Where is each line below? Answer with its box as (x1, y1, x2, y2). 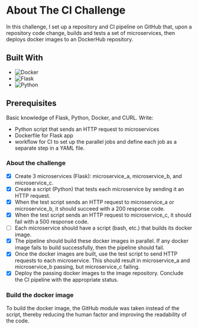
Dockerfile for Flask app (14, 131, 74, 139)
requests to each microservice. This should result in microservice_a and (14, 257, 190, 264)
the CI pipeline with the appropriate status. (14, 276, 119, 283)
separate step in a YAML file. (14, 144, 85, 151)
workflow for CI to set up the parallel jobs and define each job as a (14, 138, 177, 145)
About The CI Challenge (6, 4, 126, 17)
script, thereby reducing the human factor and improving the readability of (6, 311, 187, 318)
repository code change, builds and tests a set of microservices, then (6, 29, 176, 36)
